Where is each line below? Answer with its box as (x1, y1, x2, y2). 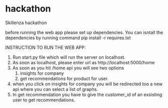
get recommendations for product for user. (20, 75, 109, 81)
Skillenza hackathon (5, 20, 47, 26)
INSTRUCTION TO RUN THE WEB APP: (5, 44, 86, 50)
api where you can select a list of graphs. (12, 86, 98, 92)
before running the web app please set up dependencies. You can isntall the (5, 29, 163, 35)
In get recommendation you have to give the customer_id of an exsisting (12, 91, 162, 97)
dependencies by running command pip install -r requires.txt (5, 35, 131, 41)
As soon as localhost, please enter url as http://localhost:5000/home (12, 59, 155, 65)
